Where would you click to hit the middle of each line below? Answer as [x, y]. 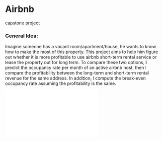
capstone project [23, 23]
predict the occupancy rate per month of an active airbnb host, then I [76, 68]
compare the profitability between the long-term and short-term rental [77, 73]
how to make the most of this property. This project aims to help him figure [81, 52]
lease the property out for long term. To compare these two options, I [76, 63]
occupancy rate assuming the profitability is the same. [61, 83]
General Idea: [22, 36]
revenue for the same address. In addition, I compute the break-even [76, 78]
